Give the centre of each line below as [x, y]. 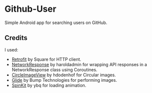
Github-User [31, 9]
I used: [11, 49]
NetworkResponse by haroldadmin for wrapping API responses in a [79, 64]
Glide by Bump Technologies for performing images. [64, 80]
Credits [16, 38]
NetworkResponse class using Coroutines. [54, 70]
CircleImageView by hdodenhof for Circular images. [64, 75]
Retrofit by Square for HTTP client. [46, 59]
